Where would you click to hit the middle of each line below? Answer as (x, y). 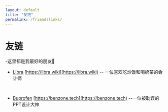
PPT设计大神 (26, 104)
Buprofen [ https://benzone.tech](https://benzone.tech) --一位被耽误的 (86, 98)
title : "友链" (20, 15)
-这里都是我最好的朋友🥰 (30, 61)
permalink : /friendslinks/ (34, 19)
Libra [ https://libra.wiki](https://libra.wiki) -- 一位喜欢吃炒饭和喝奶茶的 (85, 72)
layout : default (22, 10)
